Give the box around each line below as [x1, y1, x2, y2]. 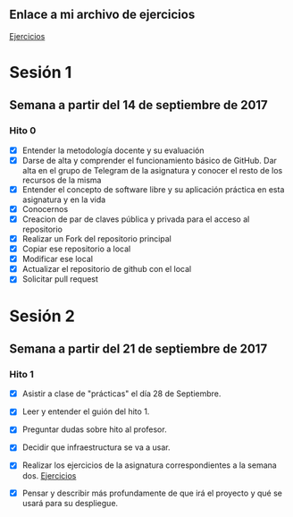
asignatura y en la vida [21, 194, 106, 205]
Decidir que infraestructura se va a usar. [21, 442, 171, 453]
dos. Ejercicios [21, 470, 77, 481]
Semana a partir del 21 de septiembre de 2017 [9, 341, 268, 356]
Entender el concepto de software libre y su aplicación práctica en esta [21, 183, 285, 195]
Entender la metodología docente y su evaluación [21, 145, 205, 156]
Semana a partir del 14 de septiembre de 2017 [9, 97, 268, 113]
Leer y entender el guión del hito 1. [21, 406, 150, 417]
